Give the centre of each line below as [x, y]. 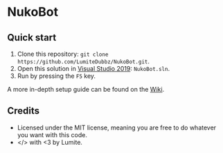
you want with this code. [52, 134]
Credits [24, 111]
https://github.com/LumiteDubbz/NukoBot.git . [83, 61]
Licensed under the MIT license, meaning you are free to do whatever [117, 127]
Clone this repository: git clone [63, 54]
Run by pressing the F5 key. [56, 76]
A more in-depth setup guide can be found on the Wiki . [86, 89]
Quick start [32, 38]
